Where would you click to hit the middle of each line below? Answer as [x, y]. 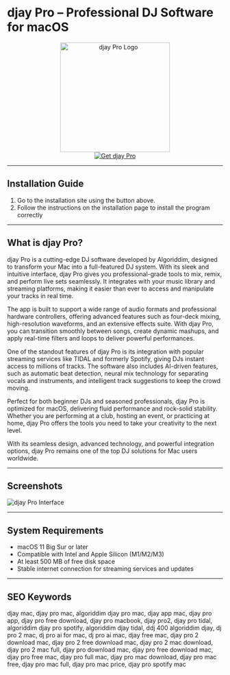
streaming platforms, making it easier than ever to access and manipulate [111, 289]
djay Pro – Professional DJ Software [111, 13]
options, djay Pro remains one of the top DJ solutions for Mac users [102, 451]
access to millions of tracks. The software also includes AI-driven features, [113, 366]
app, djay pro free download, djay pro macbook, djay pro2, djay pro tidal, [110, 621]
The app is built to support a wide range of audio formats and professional [112, 309]
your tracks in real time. [40, 295]
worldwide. [23, 458]
